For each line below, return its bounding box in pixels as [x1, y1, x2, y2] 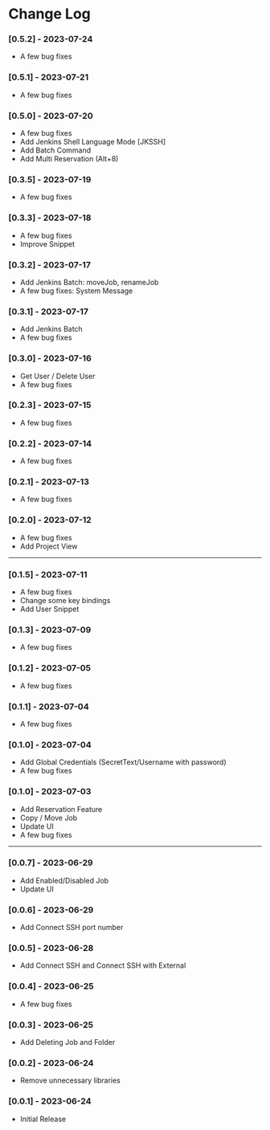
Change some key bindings [19, 596, 111, 606]
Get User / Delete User [19, 371, 96, 381]
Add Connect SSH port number [19, 923, 124, 932]
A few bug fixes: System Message [19, 286, 133, 296]
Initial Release [19, 1114, 67, 1124]
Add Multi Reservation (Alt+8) [19, 154, 119, 164]
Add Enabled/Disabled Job [19, 875, 109, 885]
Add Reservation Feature [19, 804, 103, 814]
